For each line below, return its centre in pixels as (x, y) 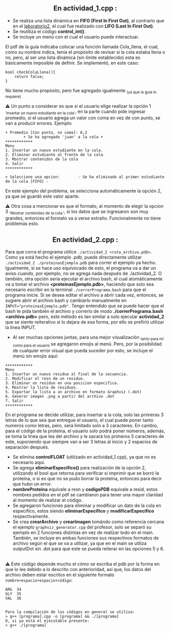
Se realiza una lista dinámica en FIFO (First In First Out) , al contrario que (88, 20)
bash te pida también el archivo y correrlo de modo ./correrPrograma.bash (84, 311)
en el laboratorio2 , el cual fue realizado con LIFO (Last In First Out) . (83, 26)
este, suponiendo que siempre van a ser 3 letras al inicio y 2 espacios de (81, 441)
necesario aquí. (29, 462)
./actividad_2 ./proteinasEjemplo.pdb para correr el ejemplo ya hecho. (81, 263)
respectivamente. (31, 516)
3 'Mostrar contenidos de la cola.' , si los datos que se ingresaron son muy (77, 212)
